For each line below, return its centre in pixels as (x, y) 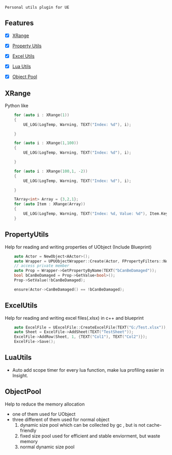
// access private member (42, 266)
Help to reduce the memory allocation (45, 404)
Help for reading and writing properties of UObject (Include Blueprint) (78, 247)
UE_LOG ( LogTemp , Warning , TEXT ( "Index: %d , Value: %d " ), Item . (92, 214)
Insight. (20, 375)
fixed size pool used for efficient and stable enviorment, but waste (90, 436)
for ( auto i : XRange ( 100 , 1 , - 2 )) (51, 171)
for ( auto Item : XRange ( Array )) (50, 204)
